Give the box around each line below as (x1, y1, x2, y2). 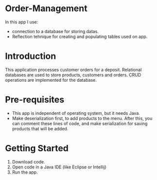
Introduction (5, 51, 56, 62)
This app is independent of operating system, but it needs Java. (12, 110, 140, 116)
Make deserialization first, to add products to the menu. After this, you (12, 115, 153, 121)
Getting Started (5, 143, 69, 154)
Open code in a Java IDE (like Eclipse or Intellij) (12, 164, 106, 170)
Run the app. (12, 169, 38, 175)
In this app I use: (5, 19, 38, 25)
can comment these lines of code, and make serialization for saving (12, 120, 148, 126)
